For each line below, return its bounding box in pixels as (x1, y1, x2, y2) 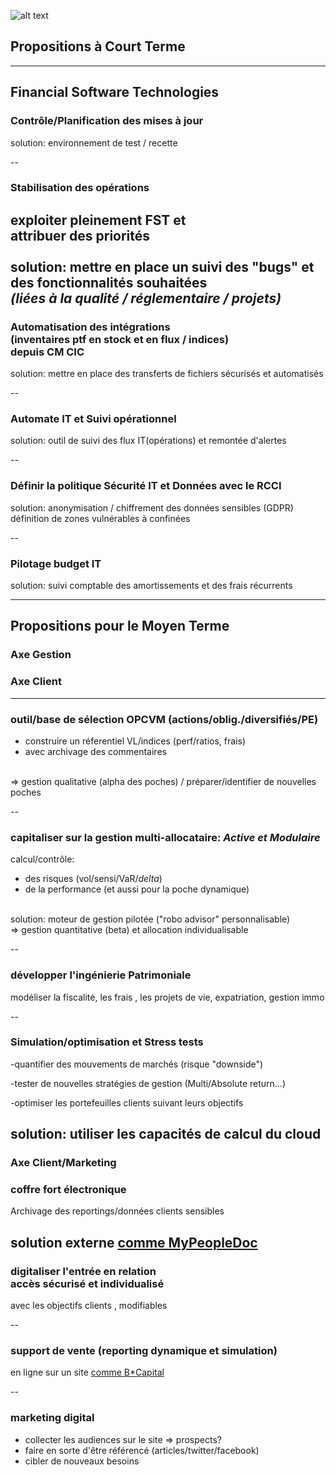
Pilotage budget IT (10, 556, 102, 570)
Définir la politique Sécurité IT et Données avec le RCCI (10, 479, 282, 493)
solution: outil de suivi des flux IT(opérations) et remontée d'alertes (10, 435, 287, 447)
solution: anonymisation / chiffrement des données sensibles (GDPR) (10, 501, 294, 514)
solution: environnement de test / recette (10, 136, 178, 149)
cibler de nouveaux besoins (24, 1455, 140, 1467)
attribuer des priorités (10, 227, 151, 244)
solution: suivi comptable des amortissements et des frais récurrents (10, 580, 293, 591)
